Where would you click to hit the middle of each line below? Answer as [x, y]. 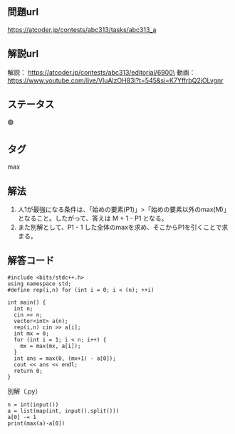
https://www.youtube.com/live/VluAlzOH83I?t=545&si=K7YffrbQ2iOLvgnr [115, 80]
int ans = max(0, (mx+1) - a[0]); [65, 358]
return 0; [28, 371]
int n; [23, 308]
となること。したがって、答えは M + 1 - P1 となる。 [93, 218]
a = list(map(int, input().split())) [63, 411]
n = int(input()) [33, 404]
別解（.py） [25, 391]
